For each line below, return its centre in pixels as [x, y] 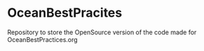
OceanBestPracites [65, 13]
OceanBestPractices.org [43, 39]
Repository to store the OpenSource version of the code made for [102, 32]
